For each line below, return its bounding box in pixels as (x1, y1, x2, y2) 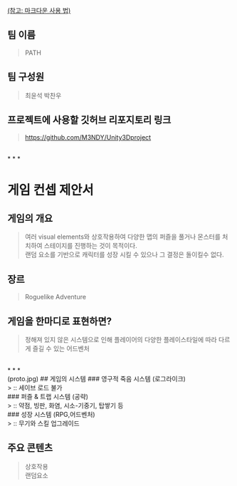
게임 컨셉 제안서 (7, 182, 94, 198)
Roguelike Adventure (24, 293, 87, 301)
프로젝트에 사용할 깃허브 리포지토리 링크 (7, 114, 172, 126)
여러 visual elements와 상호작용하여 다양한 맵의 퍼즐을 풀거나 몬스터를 (24, 232, 221, 241)
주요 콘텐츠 (7, 442, 53, 454)
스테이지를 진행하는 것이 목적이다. (43, 242, 137, 250)
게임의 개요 (7, 212, 53, 224)
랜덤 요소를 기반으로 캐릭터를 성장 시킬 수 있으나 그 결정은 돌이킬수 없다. (24, 250, 224, 259)
